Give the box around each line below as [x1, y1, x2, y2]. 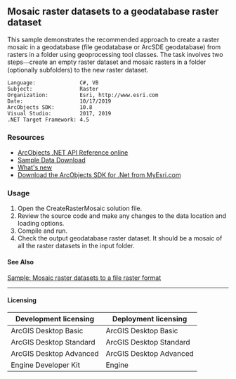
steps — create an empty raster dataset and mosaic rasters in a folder [7, 58, 206, 66]
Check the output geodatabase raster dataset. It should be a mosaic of [17, 234, 223, 243]
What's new [17, 163, 53, 172]
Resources [7, 132, 45, 142]
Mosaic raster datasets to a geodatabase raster [7, 6, 219, 18]
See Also [7, 258, 34, 266]
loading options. [17, 219, 65, 228]
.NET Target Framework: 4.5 [7, 116, 90, 123]
